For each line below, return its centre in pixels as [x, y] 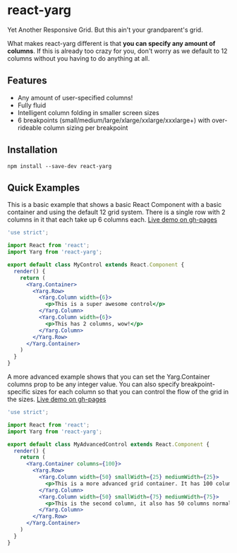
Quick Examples [44, 188]
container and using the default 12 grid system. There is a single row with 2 [116, 212]
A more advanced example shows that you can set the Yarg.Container [109, 377]
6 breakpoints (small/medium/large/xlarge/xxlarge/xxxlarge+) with [114, 120]
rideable [30, 127]
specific [19, 392]
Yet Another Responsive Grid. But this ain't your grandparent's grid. [105, 30]
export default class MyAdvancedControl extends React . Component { [109, 444]
